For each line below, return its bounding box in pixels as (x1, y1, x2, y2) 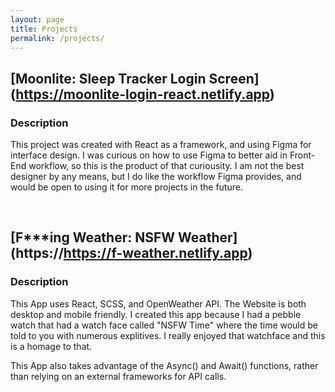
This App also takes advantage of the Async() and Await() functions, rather (10, 359, 319, 371)
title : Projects (10, 24, 78, 34)
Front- (289, 149, 316, 161)
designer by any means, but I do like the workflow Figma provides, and (10, 171, 302, 183)
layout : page (10, 14, 65, 25)
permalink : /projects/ (10, 33, 105, 43)
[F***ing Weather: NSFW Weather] (10, 229, 238, 246)
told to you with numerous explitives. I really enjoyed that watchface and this (10, 329, 326, 341)
